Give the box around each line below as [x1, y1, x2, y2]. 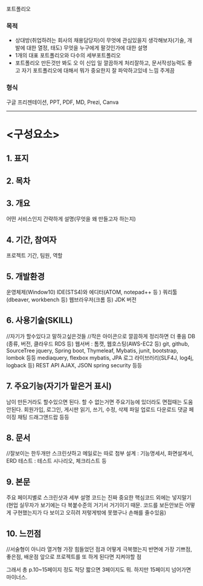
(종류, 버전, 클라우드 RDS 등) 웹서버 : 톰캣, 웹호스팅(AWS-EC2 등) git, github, [6, 340, 190, 347]
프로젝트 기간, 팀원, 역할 [6, 252, 63, 259]
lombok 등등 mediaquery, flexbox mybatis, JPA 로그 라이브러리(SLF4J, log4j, [6, 354, 194, 361]
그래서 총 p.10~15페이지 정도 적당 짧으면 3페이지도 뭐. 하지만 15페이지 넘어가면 [6, 566, 192, 573]
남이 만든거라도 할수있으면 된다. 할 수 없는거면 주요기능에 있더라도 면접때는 [6, 398, 182, 405]
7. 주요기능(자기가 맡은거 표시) [6, 381, 112, 391]
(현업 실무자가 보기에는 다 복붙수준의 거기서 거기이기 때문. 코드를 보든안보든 [6, 501, 184, 509]
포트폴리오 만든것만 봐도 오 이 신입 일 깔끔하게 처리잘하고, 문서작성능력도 [14, 59, 186, 66]
